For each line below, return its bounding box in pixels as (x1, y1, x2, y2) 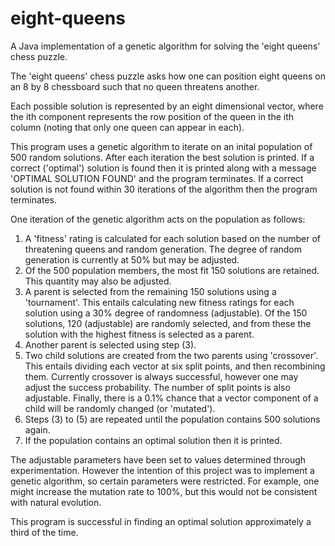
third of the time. (10, 526, 79, 538)
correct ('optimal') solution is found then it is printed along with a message (10, 162, 317, 174)
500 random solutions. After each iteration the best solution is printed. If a (10, 151, 315, 163)
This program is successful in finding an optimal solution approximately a (10, 515, 312, 527)
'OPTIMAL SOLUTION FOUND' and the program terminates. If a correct (10, 172, 304, 184)
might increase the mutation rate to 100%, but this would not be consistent (10, 485, 318, 497)
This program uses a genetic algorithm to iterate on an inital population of (10, 140, 313, 152)
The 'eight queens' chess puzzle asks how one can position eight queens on (10, 70, 327, 82)
